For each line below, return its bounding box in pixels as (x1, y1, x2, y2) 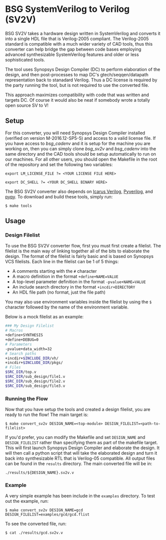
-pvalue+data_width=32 (5, 346, 52, 352)
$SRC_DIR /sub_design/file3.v (5, 383, 65, 388)
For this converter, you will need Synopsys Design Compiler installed (5, 130, 145, 136)
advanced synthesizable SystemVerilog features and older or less (5, 51, 139, 58)
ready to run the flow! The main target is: (5, 412, 89, 418)
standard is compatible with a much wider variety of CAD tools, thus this (5, 41, 153, 47)
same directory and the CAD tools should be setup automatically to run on (5, 151, 156, 157)
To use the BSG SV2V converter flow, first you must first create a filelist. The (5, 243, 161, 249)
